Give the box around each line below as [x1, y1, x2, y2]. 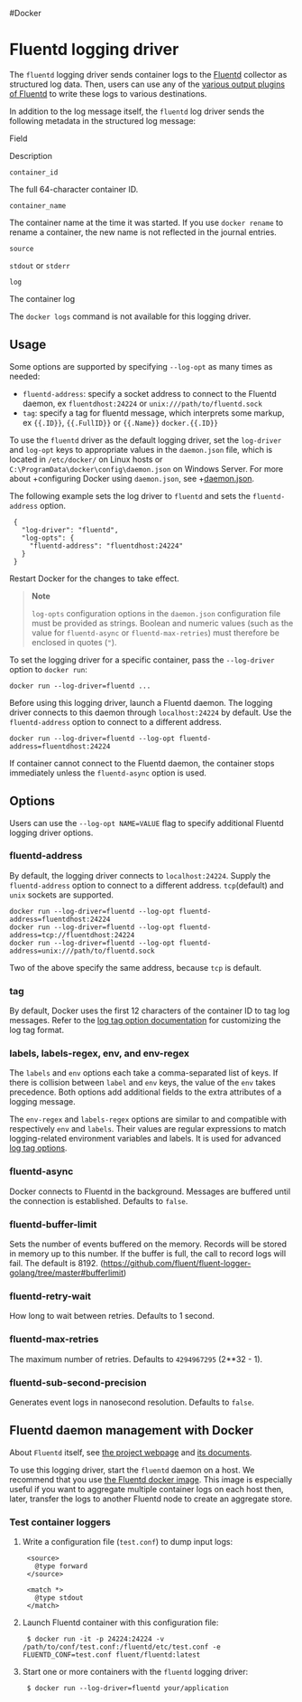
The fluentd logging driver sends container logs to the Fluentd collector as [9, 69, 288, 80]
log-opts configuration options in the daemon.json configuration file [31, 607, 281, 618]
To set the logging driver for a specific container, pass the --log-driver [9, 654, 275, 665]
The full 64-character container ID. [9, 183, 139, 194]
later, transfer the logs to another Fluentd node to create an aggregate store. [9, 1493, 293, 1504]
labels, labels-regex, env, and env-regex [9, 1048, 189, 1060]
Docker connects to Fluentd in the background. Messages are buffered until [9, 1186, 291, 1197]
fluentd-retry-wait [9, 1290, 92, 1302]
